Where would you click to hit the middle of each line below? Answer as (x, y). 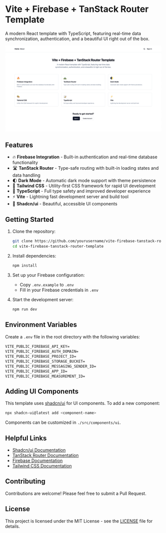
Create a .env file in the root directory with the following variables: (73, 336)
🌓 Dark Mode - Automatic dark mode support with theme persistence (84, 181)
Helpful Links (26, 438)
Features (19, 145)
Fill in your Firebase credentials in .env (59, 290)
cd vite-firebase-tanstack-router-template (58, 247)
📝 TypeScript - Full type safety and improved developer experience (82, 191)
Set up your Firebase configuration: (49, 275)
